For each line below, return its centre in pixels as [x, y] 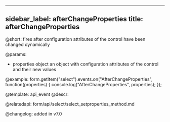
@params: [16, 54]
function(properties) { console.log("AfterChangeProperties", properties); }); [83, 84]
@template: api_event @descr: [37, 94]
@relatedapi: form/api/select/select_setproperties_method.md [70, 104]
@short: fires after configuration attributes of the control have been [75, 39]
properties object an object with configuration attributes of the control [86, 64]
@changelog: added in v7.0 [34, 113]
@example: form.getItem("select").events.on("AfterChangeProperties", [79, 79]
